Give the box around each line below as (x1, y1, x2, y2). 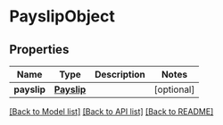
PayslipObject (9, 6, 116, 27)
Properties (9, 42, 70, 57)
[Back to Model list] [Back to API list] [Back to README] (9, 106, 214, 117)
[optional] (153, 83, 195, 96)
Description (95, 69, 145, 80)
